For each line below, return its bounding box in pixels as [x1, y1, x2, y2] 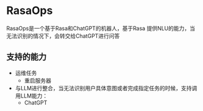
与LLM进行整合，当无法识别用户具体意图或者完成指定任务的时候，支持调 [15, 84, 198, 91]
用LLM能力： [15, 92, 48, 99]
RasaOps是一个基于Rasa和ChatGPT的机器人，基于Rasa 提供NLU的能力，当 [6, 24, 196, 32]
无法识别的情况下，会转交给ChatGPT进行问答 [6, 32, 120, 40]
